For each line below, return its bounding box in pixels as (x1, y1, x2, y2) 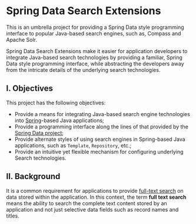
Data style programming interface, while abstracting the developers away (6, 60, 184, 67)
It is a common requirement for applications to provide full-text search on (6, 187, 184, 194)
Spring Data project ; (14, 129, 64, 136)
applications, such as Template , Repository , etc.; (14, 141, 132, 149)
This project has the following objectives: (6, 99, 106, 106)
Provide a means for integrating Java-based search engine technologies (14, 110, 190, 117)
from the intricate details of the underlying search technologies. (6, 66, 161, 73)
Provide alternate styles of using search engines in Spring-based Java (14, 136, 185, 143)
